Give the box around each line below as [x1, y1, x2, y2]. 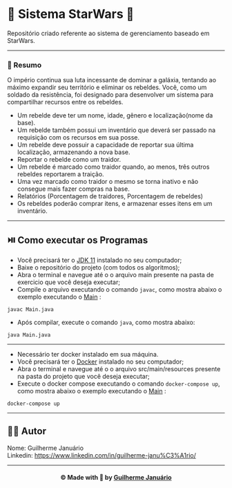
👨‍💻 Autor [7, 425, 47, 438]
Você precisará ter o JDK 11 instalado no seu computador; [17, 256, 182, 265]
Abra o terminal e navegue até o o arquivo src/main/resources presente [17, 365, 221, 373]
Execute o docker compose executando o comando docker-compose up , [17, 379, 220, 388]
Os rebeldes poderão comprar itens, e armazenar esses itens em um [17, 200, 213, 208]
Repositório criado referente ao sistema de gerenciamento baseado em [7, 29, 210, 37]
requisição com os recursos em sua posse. [17, 133, 140, 142]
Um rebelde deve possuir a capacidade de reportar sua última [17, 141, 194, 149]
